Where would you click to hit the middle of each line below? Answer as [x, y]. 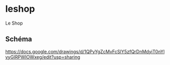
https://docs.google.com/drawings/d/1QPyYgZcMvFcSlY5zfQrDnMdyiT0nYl [85, 51]
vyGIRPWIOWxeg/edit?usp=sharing [43, 57]
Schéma [19, 39]
